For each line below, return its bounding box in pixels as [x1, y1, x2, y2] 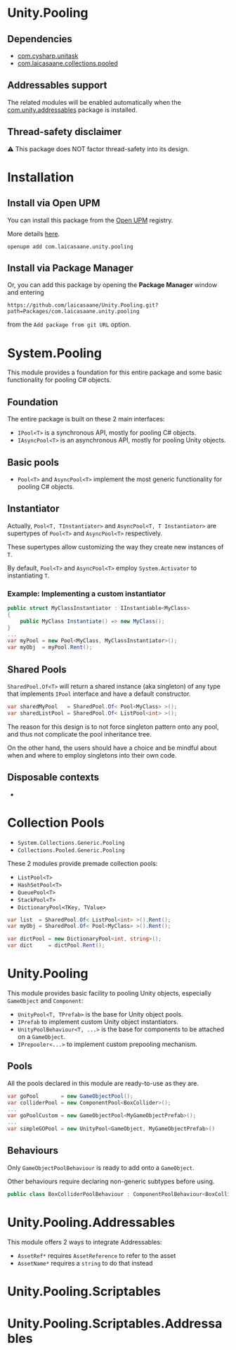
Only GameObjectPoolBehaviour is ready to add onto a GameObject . [7, 1163, 195, 1172]
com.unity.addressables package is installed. [7, 106, 138, 114]
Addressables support [7, 79, 107, 91]
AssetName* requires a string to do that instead [17, 1259, 153, 1267]
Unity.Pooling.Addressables [7, 1214, 176, 1230]
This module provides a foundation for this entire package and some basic [7, 368, 223, 377]
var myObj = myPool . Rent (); [7, 644, 93, 651]
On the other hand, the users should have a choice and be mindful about [7, 744, 217, 752]
